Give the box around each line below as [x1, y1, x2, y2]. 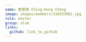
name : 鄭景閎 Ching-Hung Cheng [5, 7, 67, 12]
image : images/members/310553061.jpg [5, 12, 82, 16]
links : [5, 25, 18, 30]
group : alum [5, 20, 29, 26]
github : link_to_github [9, 29, 57, 34]
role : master [5, 16, 32, 21]
